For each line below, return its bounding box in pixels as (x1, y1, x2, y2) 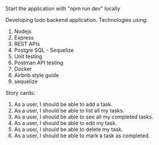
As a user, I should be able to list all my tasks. (14, 107, 125, 114)
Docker (14, 65, 32, 72)
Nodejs (14, 28, 32, 35)
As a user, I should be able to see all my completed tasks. (14, 113, 154, 120)
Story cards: (5, 90, 36, 96)
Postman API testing (14, 59, 64, 66)
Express (14, 34, 34, 41)
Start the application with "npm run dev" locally (5, 5, 121, 12)
